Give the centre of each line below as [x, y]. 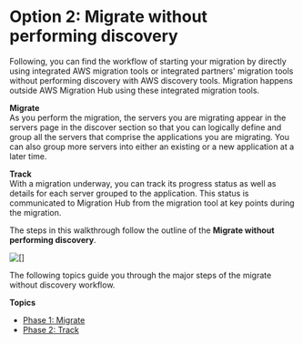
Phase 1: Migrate [54, 319]
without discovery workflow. [62, 285]
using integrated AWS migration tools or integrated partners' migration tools [151, 71]
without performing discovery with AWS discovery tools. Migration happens [151, 80]
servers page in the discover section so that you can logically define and [146, 127]
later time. [28, 156]
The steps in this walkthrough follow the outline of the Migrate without [142, 230]
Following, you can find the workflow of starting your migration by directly [148, 61]
